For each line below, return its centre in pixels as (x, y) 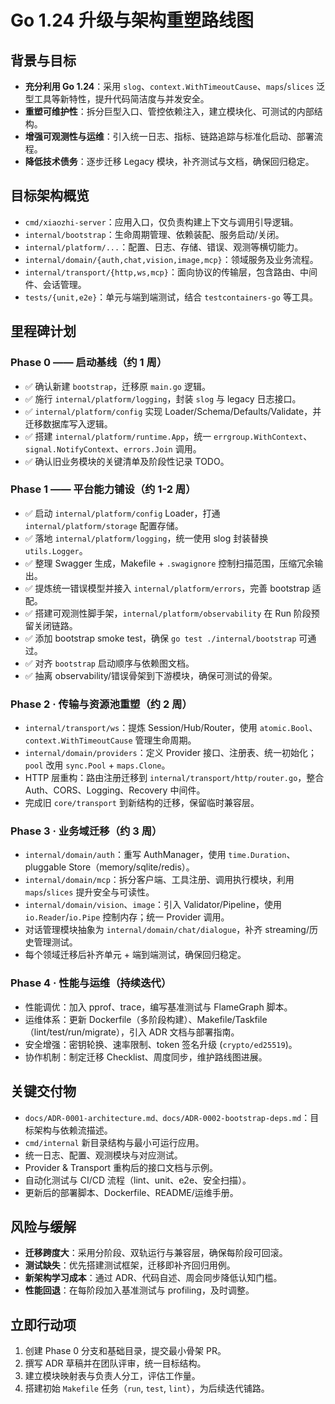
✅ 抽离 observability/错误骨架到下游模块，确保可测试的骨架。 (151, 675)
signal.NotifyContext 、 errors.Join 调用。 (113, 448)
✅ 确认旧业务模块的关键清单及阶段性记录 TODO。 (127, 461)
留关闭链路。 (51, 625)
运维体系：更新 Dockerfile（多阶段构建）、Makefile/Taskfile (146, 1019)
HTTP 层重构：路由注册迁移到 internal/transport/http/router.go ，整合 (174, 778)
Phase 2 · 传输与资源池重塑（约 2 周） (101, 704)
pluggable (45, 867)
